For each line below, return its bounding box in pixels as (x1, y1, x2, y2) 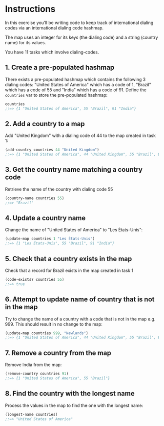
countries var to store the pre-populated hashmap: (5, 92, 108, 98)
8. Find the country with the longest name (5, 389, 135, 398)
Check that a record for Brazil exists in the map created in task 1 (5, 267, 133, 273)
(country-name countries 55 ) (5, 195, 64, 201)
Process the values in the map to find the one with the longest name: (5, 402, 143, 408)
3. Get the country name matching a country (5, 165, 143, 174)
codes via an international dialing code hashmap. (5, 25, 104, 30)
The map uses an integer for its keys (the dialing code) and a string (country (5, 34, 158, 40)
